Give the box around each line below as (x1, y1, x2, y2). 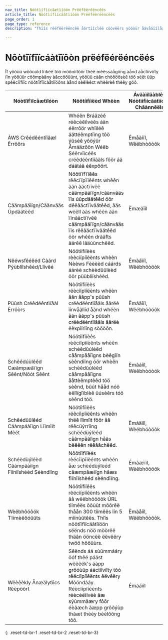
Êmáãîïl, (128, 300, 147, 307)
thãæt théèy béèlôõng (68, 610, 120, 617)
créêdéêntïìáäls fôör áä (68, 156, 123, 163)
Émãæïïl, (128, 459, 150, 466)
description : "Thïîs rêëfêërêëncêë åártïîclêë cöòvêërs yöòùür (5, 26, 140, 31)
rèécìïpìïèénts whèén (68, 456, 118, 463)
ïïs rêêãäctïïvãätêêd (68, 227, 116, 234)
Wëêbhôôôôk (128, 465, 160, 472)
